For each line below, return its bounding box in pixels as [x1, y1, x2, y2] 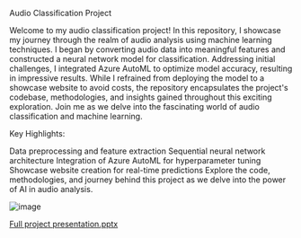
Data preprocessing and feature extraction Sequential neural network [9, 145, 266, 156]
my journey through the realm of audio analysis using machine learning [9, 35, 272, 45]
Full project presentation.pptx [9, 219, 119, 229]
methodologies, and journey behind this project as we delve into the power [9, 174, 287, 185]
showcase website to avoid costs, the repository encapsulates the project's [9, 83, 289, 93]
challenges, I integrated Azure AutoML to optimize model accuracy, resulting [9, 63, 293, 74]
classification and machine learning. [9, 111, 143, 121]
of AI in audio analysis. [9, 184, 93, 194]
